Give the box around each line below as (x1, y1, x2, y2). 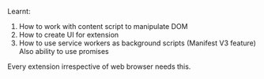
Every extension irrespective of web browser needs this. (7, 62, 191, 71)
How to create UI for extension (18, 31, 119, 39)
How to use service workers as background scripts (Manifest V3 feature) (18, 38, 256, 48)
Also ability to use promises (18, 47, 109, 56)
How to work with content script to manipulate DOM (18, 22, 188, 31)
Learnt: (7, 7, 31, 16)
